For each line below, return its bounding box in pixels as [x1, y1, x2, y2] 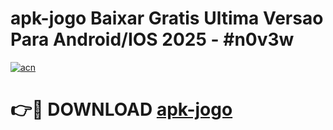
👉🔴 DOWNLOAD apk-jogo [10, 98, 233, 121]
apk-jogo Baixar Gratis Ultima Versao [10, 7, 324, 30]
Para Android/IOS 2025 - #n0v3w [10, 28, 295, 51]
